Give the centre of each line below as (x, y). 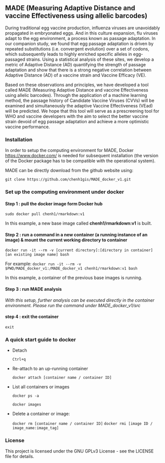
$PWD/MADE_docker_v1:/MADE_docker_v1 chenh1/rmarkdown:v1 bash (71, 269)
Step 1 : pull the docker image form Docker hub (54, 204)
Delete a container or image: (41, 414)
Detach (19, 350)
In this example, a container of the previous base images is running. (74, 278)
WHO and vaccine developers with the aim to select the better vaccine (77, 116)
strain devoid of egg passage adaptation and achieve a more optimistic (77, 121)
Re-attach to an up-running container (50, 369)
